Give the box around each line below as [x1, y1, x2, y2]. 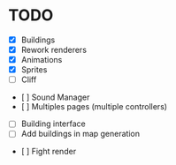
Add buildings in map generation [20, 129, 141, 139]
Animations [20, 55, 63, 65]
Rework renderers [20, 45, 88, 55]
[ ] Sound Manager [20, 92, 90, 102]
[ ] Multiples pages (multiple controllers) [20, 101, 168, 112]
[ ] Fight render [20, 146, 77, 157]
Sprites [20, 64, 48, 75]
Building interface [20, 118, 86, 129]
